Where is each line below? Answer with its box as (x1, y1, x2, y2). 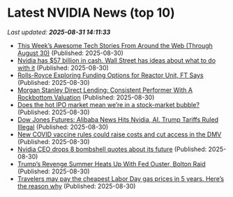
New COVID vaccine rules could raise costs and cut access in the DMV (17, 130, 222, 139)
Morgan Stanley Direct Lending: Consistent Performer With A (17, 86, 193, 94)
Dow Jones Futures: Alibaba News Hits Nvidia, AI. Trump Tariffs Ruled (17, 115, 218, 123)
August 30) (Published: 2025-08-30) (17, 49, 124, 57)
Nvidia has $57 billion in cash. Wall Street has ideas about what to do (17, 56, 216, 64)
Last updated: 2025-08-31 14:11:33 (7, 28, 111, 36)
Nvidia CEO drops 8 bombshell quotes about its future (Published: (17, 145, 207, 153)
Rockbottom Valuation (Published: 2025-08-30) (17, 93, 155, 102)
